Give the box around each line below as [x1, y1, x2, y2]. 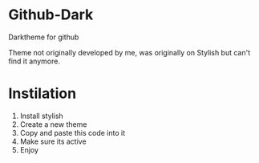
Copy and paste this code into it [19, 128, 126, 137]
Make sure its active [19, 137, 87, 146]
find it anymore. [8, 56, 60, 66]
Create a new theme [19, 119, 87, 129]
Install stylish [19, 111, 64, 120]
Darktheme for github [8, 32, 79, 42]
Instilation [8, 84, 77, 103]
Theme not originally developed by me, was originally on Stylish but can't [8, 47, 251, 57]
